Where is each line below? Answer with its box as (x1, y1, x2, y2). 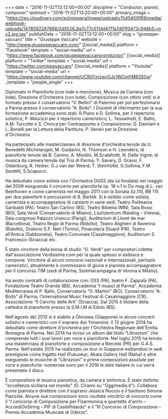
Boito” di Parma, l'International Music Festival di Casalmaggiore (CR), (5, 294, 148, 299)
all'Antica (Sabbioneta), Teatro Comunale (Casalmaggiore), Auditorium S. (5, 231, 156, 237)
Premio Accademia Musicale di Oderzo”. (5, 409, 89, 415)
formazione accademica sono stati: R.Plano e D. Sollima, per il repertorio (5, 110, 155, 116)
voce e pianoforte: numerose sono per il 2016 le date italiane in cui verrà (5, 362, 154, 368)
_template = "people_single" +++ (5, 79, 74, 85)
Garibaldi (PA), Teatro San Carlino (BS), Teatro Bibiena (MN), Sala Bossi (5, 205, 153, 210)
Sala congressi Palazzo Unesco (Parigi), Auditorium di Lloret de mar (5, 215, 145, 221)
